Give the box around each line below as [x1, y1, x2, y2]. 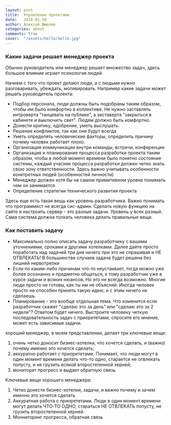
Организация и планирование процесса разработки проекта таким [12, 150, 160, 156]
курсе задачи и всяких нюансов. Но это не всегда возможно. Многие [12, 277, 166, 283]
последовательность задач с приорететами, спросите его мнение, [12, 314, 160, 321]
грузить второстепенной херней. [12, 409, 85, 415]
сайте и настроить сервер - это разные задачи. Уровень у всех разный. [5, 208, 163, 215]
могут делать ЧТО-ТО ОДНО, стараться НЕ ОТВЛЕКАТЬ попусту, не [12, 403, 162, 410]
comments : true [5, 31, 38, 36]
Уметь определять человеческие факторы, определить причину [12, 134, 154, 140]
